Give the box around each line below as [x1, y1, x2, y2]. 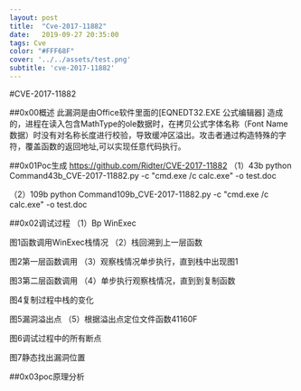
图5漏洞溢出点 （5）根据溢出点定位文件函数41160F [9, 313, 198, 324]
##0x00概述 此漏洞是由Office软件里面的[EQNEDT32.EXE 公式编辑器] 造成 [9, 107, 284, 117]
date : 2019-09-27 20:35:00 [9, 30, 119, 39]
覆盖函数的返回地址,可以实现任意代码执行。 [24, 141, 187, 152]
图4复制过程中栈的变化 [9, 294, 95, 305]
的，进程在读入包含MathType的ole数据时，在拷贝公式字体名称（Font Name [9, 118, 288, 129]
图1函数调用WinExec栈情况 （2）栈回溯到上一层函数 [9, 237, 203, 247]
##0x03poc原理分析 [9, 371, 85, 382]
